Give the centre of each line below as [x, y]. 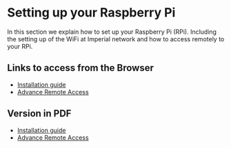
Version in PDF [39, 114]
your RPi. [20, 46]
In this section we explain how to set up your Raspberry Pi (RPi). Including [112, 32]
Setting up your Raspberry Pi [91, 13]
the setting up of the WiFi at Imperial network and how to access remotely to [116, 39]
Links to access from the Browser [80, 68]
